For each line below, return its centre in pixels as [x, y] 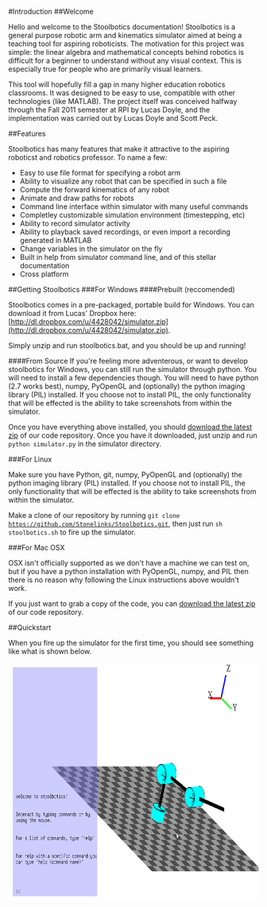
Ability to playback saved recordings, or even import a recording [125, 232]
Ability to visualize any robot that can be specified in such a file [123, 181]
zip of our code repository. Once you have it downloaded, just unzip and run [133, 435]
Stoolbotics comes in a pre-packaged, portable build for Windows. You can [131, 305]
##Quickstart [30, 627]
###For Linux [30, 459]
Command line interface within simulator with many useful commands [134, 206]
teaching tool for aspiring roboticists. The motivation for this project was [126, 44]
